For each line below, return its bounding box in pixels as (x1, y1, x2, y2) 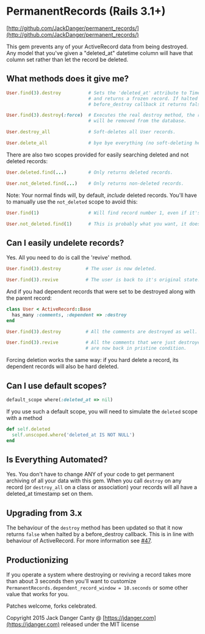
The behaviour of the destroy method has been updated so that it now (6, 524, 183, 531)
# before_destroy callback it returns (88, 101, 187, 108)
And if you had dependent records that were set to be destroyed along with (6, 287, 196, 295)
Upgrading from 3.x (6, 507, 82, 518)
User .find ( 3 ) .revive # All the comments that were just (6, 339, 176, 346)
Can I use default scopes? (6, 380, 107, 391)
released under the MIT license (60, 621, 140, 628)
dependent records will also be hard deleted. (6, 363, 119, 370)
